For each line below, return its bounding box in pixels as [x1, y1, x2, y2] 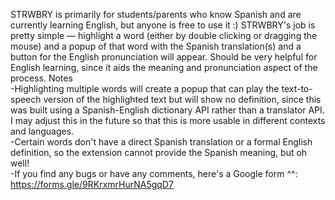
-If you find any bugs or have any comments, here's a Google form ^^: [10, 168, 298, 179]
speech [10, 94, 42, 105]
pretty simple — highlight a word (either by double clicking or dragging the [10, 30, 318, 41]
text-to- [281, 83, 313, 94]
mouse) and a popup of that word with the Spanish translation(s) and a [10, 40, 302, 52]
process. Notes [10, 72, 73, 84]
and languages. [10, 125, 75, 137]
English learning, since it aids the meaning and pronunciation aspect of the [10, 62, 318, 73]
